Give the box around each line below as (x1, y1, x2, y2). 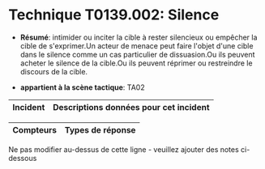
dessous (8, 153, 37, 163)
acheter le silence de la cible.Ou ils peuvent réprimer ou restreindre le (19, 58, 253, 68)
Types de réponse (64, 124, 136, 135)
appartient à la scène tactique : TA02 (19, 82, 145, 92)
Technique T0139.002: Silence (8, 6, 220, 24)
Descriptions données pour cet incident (52, 101, 210, 112)
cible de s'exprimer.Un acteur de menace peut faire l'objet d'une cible (19, 40, 254, 50)
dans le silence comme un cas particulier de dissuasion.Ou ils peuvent (19, 49, 255, 59)
